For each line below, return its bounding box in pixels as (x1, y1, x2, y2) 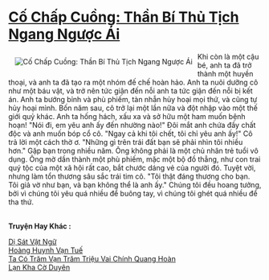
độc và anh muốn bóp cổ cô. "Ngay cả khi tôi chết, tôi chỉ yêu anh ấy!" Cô (8, 129, 253, 138)
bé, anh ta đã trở (197, 60, 252, 70)
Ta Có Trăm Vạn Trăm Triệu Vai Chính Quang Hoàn (8, 253, 177, 263)
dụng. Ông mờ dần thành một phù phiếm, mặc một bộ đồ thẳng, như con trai (8, 154, 261, 164)
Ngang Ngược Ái (8, 25, 120, 43)
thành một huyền (197, 68, 254, 78)
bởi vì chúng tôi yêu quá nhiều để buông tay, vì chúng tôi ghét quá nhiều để (8, 188, 259, 198)
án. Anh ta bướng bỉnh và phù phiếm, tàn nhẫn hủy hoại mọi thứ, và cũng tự (8, 94, 258, 104)
